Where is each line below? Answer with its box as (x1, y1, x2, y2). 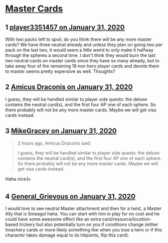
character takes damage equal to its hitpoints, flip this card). (5, 232, 129, 238)
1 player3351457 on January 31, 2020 (5, 23, 125, 32)
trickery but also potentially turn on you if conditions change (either (19, 221, 158, 227)
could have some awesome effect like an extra (5, 216, 101, 222)
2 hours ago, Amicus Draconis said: (17, 140, 91, 146)
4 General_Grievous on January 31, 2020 (5, 192, 135, 201)
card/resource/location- (102, 216, 152, 222)
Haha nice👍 (5, 176, 31, 182)
